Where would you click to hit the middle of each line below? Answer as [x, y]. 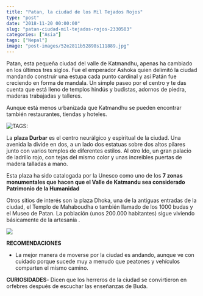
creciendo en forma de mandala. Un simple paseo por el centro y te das [97, 82]
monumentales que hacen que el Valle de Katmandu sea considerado [96, 182]
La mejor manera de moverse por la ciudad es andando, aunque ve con [105, 254]
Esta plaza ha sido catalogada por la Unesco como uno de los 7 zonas [94, 175]
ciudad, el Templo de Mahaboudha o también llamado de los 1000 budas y [100, 207]
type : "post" [23, 18]
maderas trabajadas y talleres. [44, 96]
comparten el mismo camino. [52, 268]
